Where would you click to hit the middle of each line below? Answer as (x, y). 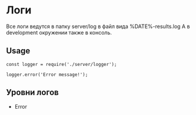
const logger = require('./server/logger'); (62, 64)
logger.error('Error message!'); (47, 74)
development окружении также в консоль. (59, 32)
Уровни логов (32, 93)
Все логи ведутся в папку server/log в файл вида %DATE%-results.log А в (98, 26)
